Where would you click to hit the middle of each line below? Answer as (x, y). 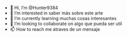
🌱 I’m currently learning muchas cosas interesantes (63, 18)
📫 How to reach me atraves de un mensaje (55, 29)
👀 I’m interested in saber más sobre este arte (56, 13)
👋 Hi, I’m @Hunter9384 (34, 8)
